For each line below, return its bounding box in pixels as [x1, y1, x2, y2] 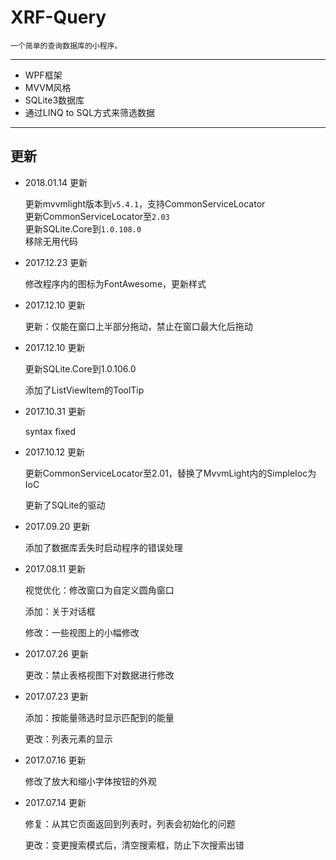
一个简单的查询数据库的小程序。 [10, 41, 123, 51]
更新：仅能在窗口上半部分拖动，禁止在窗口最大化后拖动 [24, 320, 253, 332]
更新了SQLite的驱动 [24, 499, 106, 511]
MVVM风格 [24, 81, 72, 93]
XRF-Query [10, 6, 107, 29]
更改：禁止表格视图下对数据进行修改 [24, 669, 175, 681]
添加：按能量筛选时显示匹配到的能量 [24, 711, 175, 723]
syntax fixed [24, 425, 77, 437]
